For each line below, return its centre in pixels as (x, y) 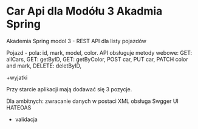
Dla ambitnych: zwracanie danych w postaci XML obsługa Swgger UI (93, 101)
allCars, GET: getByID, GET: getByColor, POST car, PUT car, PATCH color (97, 59)
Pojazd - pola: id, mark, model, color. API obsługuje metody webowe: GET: (99, 52)
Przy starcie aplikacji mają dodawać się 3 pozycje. (69, 89)
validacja (26, 119)
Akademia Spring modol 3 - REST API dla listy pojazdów (77, 41)
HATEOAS (19, 107)
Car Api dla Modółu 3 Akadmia (84, 11)
